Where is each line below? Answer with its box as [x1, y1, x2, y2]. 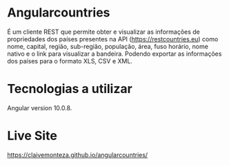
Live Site [7, 128, 57, 144]
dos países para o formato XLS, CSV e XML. [7, 56, 133, 65]
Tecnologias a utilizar [7, 81, 132, 97]
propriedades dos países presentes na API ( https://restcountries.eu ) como [7, 34, 219, 43]
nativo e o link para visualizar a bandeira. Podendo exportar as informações [7, 50, 222, 58]
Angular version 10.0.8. [7, 103, 72, 112]
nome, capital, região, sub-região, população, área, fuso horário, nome [7, 42, 209, 50]
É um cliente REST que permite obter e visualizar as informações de [7, 28, 200, 36]
